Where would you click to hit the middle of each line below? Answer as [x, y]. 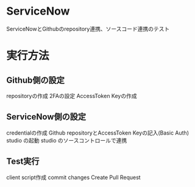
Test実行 [23, 162]
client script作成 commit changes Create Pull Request [74, 177]
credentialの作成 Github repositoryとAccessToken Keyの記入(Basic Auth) [97, 133]
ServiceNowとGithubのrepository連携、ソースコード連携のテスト [88, 29]
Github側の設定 [36, 80]
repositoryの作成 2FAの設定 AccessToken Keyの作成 [72, 96]
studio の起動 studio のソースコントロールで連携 [67, 140]
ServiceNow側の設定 [46, 117]
